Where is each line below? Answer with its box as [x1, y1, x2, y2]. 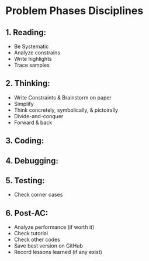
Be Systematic [13, 43, 49, 50]
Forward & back [13, 119, 53, 126]
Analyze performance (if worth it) [13, 224, 95, 231]
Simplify [13, 100, 34, 107]
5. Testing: [5, 176, 45, 186]
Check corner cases [13, 191, 63, 198]
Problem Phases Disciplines [5, 4, 144, 18]
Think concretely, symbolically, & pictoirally [13, 107, 118, 114]
